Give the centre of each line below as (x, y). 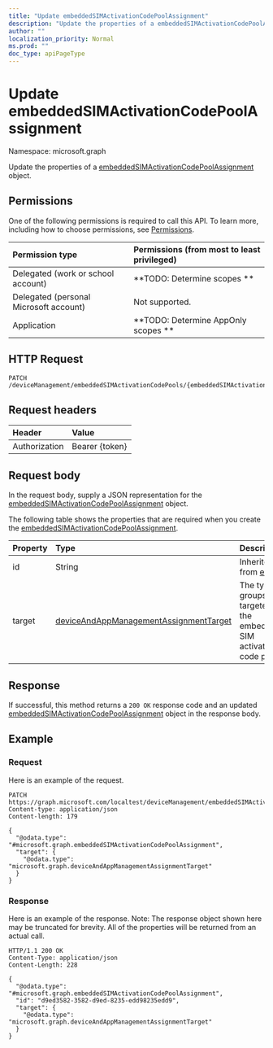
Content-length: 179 (43, 816)
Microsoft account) (49, 307)
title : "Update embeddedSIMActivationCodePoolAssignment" (108, 16)
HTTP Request (46, 359)
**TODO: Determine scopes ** (194, 278)
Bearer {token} (100, 447)
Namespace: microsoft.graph (57, 151)
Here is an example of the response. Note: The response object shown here (135, 918)
